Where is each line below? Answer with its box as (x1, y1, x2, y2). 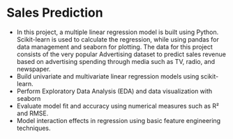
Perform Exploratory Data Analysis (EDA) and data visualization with (16, 87, 213, 95)
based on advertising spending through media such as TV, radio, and (16, 57, 216, 65)
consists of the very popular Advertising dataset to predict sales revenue (16, 50, 226, 58)
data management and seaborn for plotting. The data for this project (16, 42, 213, 51)
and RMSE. (16, 109, 49, 117)
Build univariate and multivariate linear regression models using (16, 72, 200, 81)
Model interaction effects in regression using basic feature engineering (16, 116, 221, 124)
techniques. (16, 124, 51, 132)
